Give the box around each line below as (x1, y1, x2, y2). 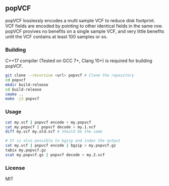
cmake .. (5, 91, 24, 97)
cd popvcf (5, 77, 26, 82)
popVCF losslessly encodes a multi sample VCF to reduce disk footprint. (5, 17, 155, 23)
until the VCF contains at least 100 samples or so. (5, 33, 108, 39)
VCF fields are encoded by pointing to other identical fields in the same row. (5, 23, 163, 29)
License (5, 164, 25, 171)
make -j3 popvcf (5, 96, 39, 102)
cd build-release (5, 87, 42, 92)
